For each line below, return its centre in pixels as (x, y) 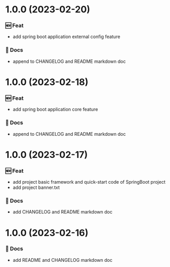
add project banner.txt (36, 188)
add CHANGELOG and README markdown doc (62, 212)
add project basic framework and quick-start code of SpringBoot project (89, 182)
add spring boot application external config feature (66, 37)
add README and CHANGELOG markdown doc (62, 260)
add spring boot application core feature (55, 110)
